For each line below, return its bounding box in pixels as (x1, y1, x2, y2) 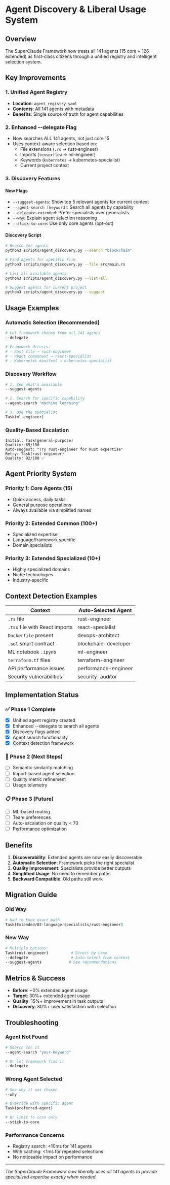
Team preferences (12, 814, 51, 820)
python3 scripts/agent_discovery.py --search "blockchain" (5, 248, 133, 253)
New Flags (5, 187, 28, 193)
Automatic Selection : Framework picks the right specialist (12, 860, 135, 866)
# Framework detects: (5, 344, 51, 349)
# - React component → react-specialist (5, 354, 92, 359)
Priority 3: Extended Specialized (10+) (5, 555, 101, 562)
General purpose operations (12, 502, 72, 508)
